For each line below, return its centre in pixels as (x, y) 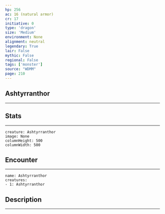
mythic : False (20, 55)
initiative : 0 (20, 23)
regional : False (22, 60)
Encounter (21, 160)
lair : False (17, 51)
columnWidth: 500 (23, 145)
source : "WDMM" (21, 69)
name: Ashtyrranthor (26, 176)
